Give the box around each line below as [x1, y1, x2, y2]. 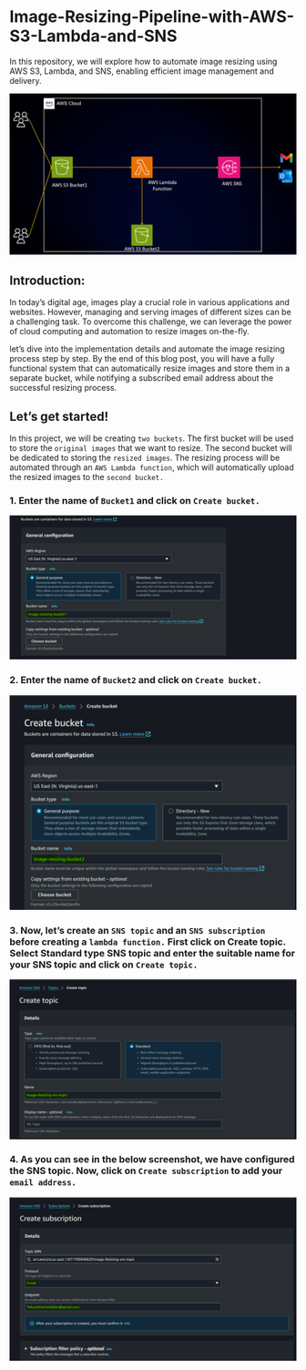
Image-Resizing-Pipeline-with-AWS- [9, 6, 294, 27]
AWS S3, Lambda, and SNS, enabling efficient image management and [9, 66, 275, 77]
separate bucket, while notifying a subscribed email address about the [9, 373, 274, 383]
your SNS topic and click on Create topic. [9, 958, 199, 971]
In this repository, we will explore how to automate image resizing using [9, 56, 278, 66]
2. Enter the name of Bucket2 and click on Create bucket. [9, 674, 262, 687]
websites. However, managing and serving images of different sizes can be [9, 307, 291, 318]
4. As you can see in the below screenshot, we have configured [9, 1153, 295, 1166]
